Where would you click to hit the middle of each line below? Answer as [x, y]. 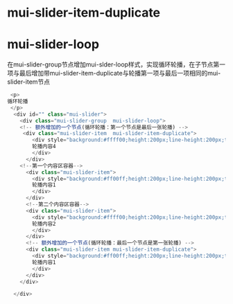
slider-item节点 [29, 82]
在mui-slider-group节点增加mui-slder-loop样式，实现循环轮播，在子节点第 [113, 64]
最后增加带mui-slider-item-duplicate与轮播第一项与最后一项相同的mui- [120, 73]
